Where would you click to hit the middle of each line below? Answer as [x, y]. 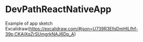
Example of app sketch [29, 23]
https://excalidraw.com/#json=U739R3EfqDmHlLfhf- [84, 28]
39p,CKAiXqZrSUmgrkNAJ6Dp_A [40, 34]
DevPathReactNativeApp [58, 9]
